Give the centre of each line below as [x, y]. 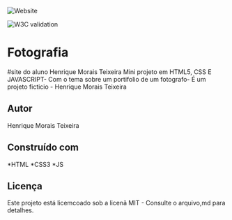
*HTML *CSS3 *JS [36, 164]
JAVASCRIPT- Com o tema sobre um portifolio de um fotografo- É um [107, 79]
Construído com [43, 148]
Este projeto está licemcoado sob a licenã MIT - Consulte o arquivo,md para [116, 203]
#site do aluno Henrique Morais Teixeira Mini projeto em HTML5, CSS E [109, 72]
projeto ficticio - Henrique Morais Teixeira [67, 87]
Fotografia [38, 53]
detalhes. [21, 210]
